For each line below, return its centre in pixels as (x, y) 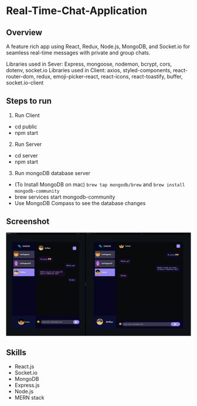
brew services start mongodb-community (65, 197)
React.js (24, 366)
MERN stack (29, 397)
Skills (16, 352)
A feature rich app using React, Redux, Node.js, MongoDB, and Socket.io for (98, 46)
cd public (26, 127)
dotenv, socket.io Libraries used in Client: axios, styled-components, (89, 70)
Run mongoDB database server (52, 173)
